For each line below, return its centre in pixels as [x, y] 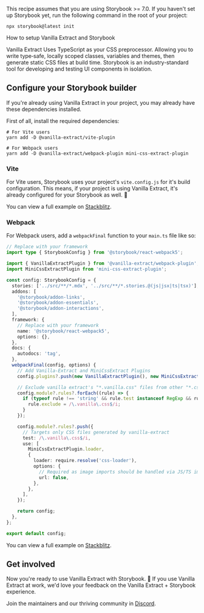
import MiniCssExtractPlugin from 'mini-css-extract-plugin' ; [87, 269]
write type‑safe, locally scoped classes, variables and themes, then [90, 56]
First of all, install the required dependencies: [63, 121]
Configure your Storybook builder [72, 88]
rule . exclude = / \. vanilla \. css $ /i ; [74, 404]
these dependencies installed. [44, 109]
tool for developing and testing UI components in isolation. [80, 69]
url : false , [54, 477]
